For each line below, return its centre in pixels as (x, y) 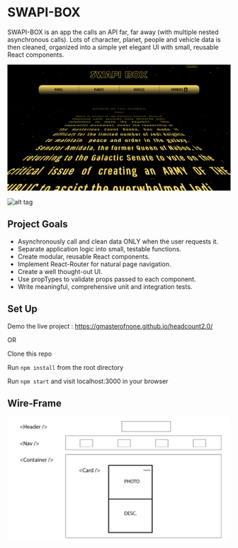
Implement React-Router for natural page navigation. (94, 264)
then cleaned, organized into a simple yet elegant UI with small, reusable (113, 47)
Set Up (22, 309)
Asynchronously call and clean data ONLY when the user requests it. (118, 241)
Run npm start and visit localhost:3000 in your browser (88, 381)
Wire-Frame (34, 403)
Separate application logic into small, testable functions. (100, 248)
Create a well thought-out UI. (60, 271)
